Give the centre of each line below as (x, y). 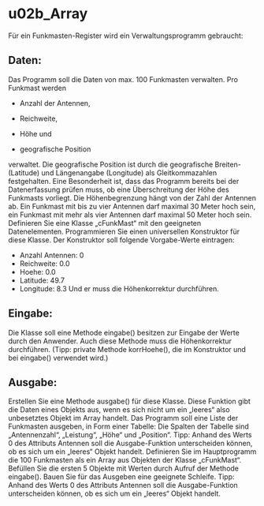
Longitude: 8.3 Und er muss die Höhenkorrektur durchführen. (119, 288)
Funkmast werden (37, 88)
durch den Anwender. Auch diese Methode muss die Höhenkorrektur (120, 341)
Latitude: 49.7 (42, 280)
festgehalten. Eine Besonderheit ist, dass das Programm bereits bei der (124, 181)
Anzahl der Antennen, (55, 103)
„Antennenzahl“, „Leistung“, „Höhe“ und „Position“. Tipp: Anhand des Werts (130, 435)
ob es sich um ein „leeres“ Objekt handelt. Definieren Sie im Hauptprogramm (132, 452)
